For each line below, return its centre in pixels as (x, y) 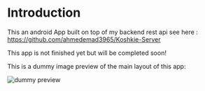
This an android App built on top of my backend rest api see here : (102, 32)
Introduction (44, 13)
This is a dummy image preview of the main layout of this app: (97, 66)
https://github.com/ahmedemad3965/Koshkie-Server (84, 39)
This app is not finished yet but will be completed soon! (87, 53)
